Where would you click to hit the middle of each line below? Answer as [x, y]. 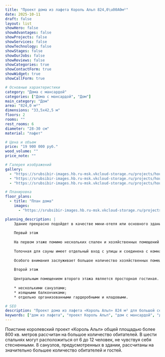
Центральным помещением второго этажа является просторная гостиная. [87, 279]
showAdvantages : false [28, 33]
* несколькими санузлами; [41, 288]
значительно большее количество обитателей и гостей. [64, 350]
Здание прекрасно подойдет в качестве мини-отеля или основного [81, 224]
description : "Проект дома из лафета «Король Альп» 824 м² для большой [80, 311]
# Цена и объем [21, 142]
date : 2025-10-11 [23, 14]
